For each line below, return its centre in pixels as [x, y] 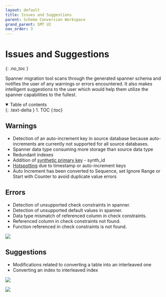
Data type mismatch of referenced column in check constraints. [80, 216]
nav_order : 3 [19, 29]
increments [25, 144]
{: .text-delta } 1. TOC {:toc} [34, 110]
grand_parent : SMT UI [28, 24]
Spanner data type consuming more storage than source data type [83, 149]
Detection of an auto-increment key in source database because [80, 138]
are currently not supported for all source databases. [93, 144]
